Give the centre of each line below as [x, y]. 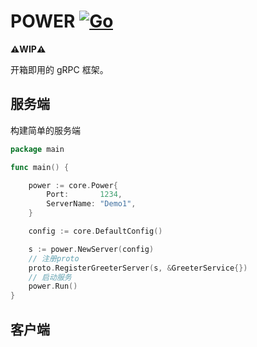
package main [37, 149]
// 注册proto [54, 258]
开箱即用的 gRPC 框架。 [59, 69]
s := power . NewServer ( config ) [91, 249]
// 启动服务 [50, 277]
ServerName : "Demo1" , [91, 204]
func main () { [40, 167]
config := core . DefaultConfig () [95, 231]
